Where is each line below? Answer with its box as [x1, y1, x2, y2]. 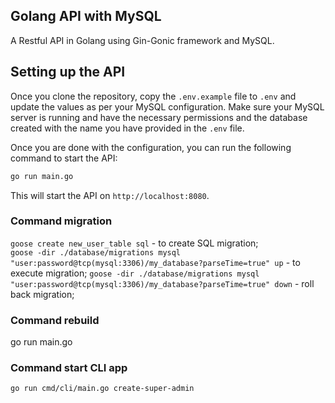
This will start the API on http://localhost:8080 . [10, 189, 210, 201]
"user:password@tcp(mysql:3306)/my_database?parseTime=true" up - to [10, 256, 301, 268]
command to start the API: [10, 152, 118, 164]
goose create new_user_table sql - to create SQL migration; [10, 237, 259, 249]
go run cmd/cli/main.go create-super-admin [10, 384, 195, 394]
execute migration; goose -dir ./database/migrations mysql [10, 267, 260, 279]
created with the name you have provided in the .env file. [10, 122, 245, 134]
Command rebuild [10, 313, 100, 327]
